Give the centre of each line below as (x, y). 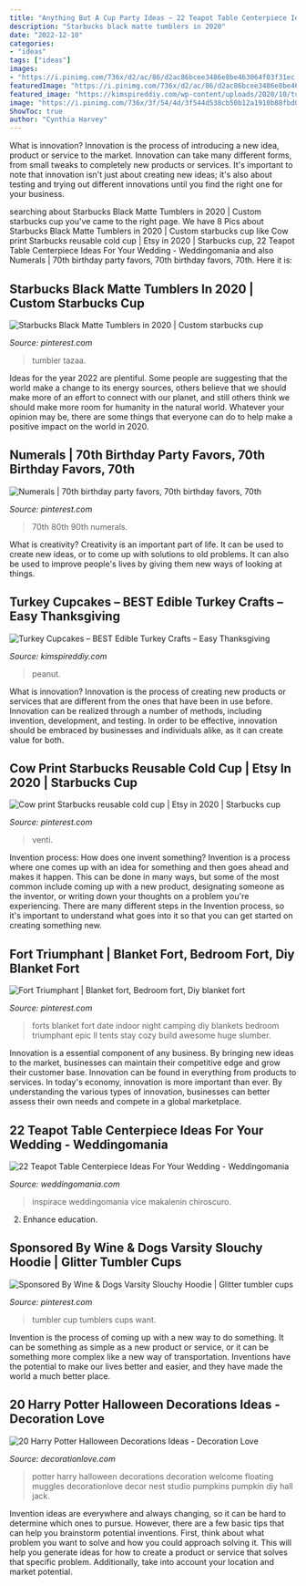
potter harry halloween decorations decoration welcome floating (153, 1476)
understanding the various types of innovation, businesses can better (140, 1092)
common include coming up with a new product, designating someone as (147, 886)
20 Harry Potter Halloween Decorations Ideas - (145, 1405)
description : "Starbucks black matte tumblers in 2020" (117, 26)
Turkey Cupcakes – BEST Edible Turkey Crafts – (147, 602)
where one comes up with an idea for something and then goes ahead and (149, 867)
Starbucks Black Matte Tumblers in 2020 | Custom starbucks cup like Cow (149, 231)
